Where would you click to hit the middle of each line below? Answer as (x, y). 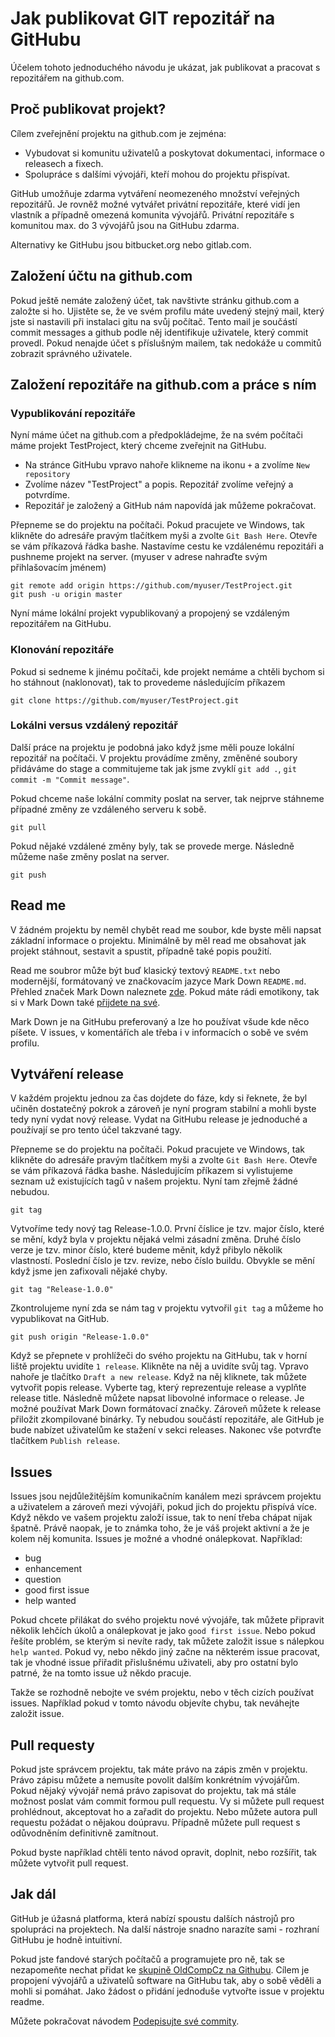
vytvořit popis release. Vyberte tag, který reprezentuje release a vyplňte (158, 1388)
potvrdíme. (47, 495)
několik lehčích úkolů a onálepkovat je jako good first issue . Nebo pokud (163, 1631)
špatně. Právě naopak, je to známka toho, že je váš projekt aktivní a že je (160, 1528)
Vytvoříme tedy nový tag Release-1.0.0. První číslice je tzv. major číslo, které (167, 1229)
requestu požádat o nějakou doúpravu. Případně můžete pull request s (155, 1823)
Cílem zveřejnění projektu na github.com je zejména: (118, 133)
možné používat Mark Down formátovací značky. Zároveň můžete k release (166, 1409)
